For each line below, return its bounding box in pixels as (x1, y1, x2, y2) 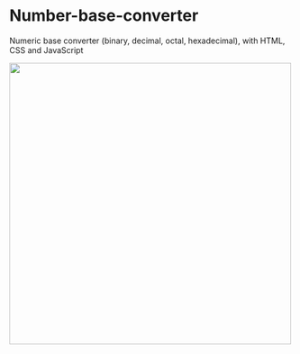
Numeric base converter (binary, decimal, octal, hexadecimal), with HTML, (9, 35, 286, 46)
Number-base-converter (9, 5, 199, 26)
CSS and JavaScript (9, 44, 84, 55)
